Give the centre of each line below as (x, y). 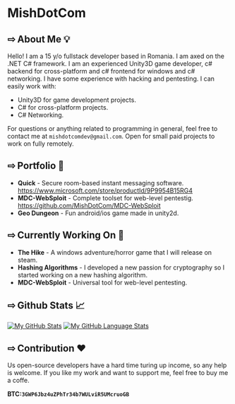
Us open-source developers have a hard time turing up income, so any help (117, 365)
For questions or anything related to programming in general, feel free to (113, 128)
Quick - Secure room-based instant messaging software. (101, 183)
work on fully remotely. (41, 144)
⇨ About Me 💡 (39, 39)
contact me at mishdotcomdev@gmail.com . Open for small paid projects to (111, 136)
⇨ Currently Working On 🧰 (66, 235)
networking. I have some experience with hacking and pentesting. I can (111, 79)
